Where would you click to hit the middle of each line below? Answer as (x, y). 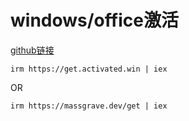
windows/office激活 (94, 20)
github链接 (32, 50)
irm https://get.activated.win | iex (89, 69)
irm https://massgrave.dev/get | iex (89, 106)
